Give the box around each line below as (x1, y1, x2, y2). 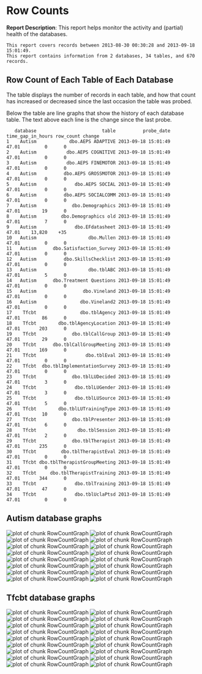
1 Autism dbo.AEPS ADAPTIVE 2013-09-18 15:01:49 (6, 138, 171, 144)
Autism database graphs (6, 513, 103, 524)
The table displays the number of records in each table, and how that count (6, 91, 196, 98)
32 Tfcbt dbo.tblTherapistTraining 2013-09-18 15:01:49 (6, 470, 171, 476)
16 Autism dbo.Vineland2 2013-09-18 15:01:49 (6, 299, 171, 305)
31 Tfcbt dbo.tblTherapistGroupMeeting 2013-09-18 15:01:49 (6, 459, 171, 465)
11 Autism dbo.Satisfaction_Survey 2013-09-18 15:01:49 (6, 245, 171, 251)
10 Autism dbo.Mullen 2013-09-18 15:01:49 (6, 235, 171, 241)
